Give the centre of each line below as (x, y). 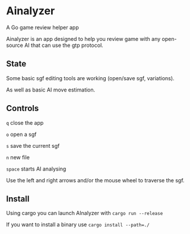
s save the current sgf (33, 146)
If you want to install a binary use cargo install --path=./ (78, 224)
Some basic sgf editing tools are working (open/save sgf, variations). (90, 78)
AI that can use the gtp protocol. (64, 45)
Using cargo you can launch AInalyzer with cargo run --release (85, 213)
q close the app (25, 122)
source (15, 45)
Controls (23, 108)
